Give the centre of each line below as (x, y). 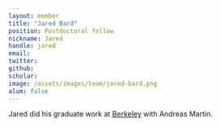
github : (21, 69)
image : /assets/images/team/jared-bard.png (83, 83)
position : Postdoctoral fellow (61, 31)
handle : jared (32, 46)
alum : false (28, 91)
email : (19, 53)
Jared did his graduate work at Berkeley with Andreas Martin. (110, 114)
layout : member (34, 16)
